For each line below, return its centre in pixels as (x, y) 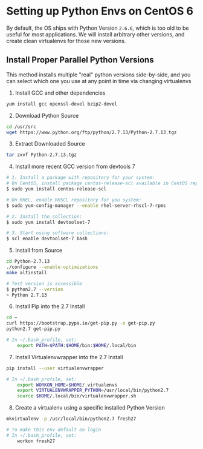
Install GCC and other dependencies (60, 93)
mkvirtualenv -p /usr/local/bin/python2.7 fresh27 (71, 419)
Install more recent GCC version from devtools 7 (75, 167)
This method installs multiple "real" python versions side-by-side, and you (98, 75)
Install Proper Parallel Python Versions (80, 60)
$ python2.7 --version (35, 289)
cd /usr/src (21, 127)
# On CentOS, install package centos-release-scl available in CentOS (97, 183)
